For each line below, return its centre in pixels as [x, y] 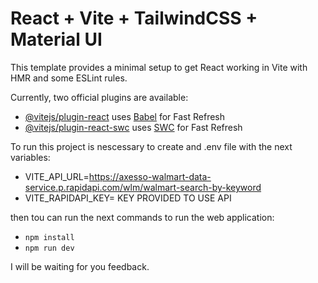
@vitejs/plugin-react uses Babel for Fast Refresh [125, 116]
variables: [30, 157]
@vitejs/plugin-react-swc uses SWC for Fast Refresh [133, 127]
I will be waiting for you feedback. [80, 266]
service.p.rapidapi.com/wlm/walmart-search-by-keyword [143, 187]
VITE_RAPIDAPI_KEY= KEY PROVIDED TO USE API [128, 198]
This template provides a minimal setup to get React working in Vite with [159, 67]
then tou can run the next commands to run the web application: [142, 217]
